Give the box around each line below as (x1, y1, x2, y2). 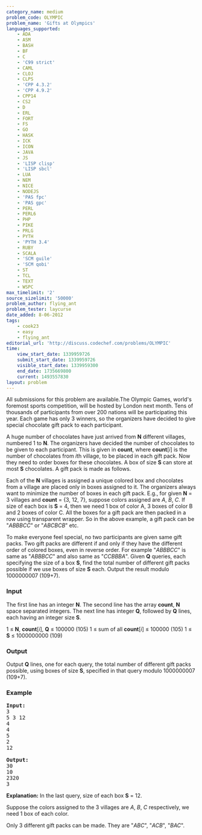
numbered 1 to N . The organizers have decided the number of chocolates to (6, 440, 195, 447)
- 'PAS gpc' (17, 200, 47, 206)
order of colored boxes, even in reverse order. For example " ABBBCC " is (6, 546, 186, 554)
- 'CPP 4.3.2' (17, 82, 52, 88)
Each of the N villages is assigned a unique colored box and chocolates (6, 477, 184, 484)
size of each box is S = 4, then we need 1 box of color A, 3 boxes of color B (6, 502, 193, 510)
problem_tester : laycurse (6, 306, 71, 313)
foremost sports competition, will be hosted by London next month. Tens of (6, 402, 194, 409)
